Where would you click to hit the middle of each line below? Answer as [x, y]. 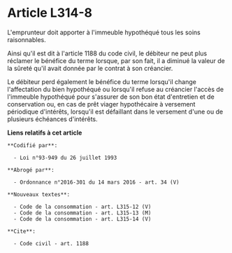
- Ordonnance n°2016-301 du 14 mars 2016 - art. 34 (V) [96, 182]
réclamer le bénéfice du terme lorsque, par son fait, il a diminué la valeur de [116, 60]
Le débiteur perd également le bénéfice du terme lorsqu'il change [102, 81]
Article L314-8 [50, 13]
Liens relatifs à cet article [45, 132]
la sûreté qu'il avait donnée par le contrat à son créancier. [90, 68]
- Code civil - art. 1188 [51, 243]
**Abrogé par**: [31, 170]
